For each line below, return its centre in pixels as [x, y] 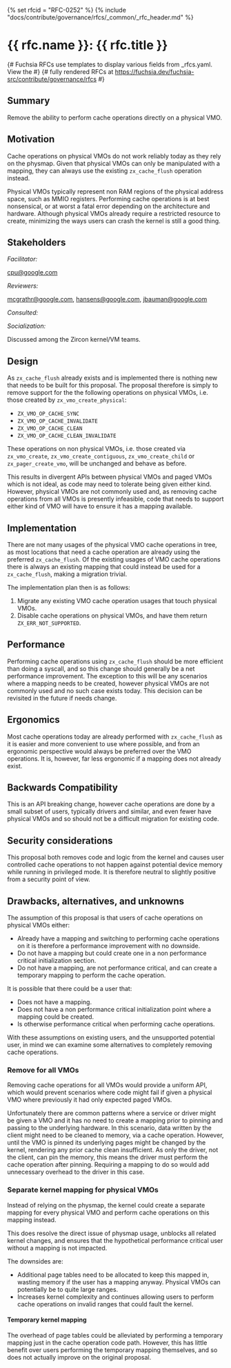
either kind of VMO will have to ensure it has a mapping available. [100, 506]
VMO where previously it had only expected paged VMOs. [90, 1100]
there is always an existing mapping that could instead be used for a [104, 567]
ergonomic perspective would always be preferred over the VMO [99, 751]
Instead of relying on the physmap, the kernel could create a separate [106, 1205]
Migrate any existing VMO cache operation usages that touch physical [117, 601]
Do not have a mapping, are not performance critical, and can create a [117, 968]
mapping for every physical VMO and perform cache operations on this [108, 1212]
